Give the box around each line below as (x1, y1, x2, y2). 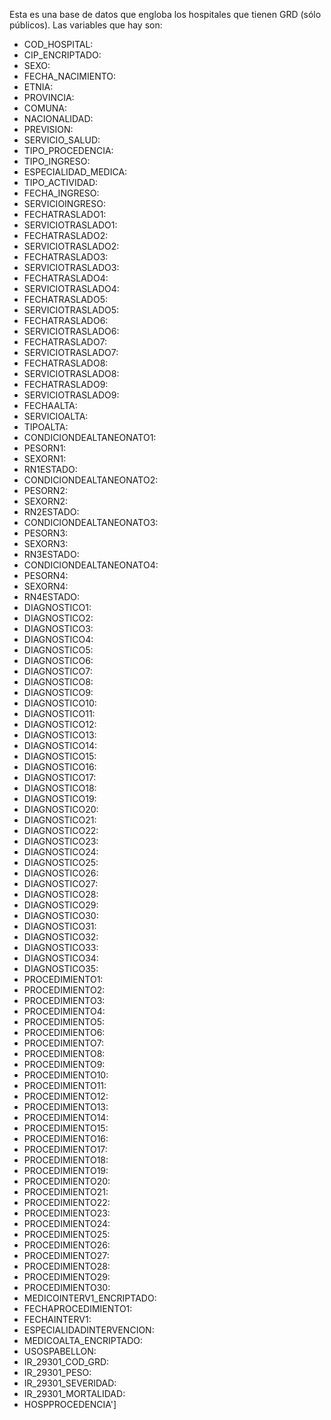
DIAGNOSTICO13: (23, 729, 97, 741)
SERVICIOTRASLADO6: (23, 325, 120, 337)
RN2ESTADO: (23, 506, 80, 518)
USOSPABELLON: (23, 1345, 97, 1357)
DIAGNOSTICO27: (23, 878, 99, 889)
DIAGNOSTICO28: (23, 889, 99, 900)
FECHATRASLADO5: (23, 294, 108, 305)
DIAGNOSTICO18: (23, 782, 97, 794)
